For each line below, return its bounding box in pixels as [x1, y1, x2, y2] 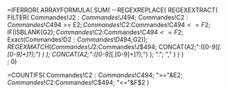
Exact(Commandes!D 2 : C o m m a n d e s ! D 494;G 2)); [7, 35, 148, 44]
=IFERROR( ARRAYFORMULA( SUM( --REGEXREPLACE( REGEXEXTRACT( [7, 6, 218, 14]
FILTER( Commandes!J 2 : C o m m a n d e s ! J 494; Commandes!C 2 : [7, 13, 188, 22]
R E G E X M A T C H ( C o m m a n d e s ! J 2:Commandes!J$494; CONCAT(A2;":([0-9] [7, 43, 218, 51]
